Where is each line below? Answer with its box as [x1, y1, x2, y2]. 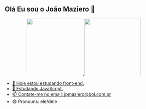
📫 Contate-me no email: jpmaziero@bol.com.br [12, 91, 111, 97]
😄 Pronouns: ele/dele [12, 98, 57, 104]
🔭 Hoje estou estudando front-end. [12, 80, 84, 86]
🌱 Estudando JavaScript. [12, 85, 63, 91]
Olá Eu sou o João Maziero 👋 [5, 5, 95, 14]
